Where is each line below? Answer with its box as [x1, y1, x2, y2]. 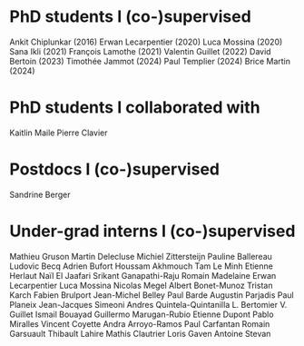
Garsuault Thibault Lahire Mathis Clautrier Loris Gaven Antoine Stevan [9, 328, 271, 339]
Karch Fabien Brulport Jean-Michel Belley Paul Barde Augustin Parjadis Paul [9, 289, 294, 301]
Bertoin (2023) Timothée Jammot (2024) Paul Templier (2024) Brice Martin [9, 55, 291, 66]
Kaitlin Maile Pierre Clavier [9, 127, 108, 138]
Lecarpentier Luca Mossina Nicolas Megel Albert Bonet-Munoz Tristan [9, 280, 273, 291]
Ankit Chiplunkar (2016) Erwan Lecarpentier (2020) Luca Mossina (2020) [9, 36, 283, 47]
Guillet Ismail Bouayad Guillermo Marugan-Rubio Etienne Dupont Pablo [9, 309, 274, 320]
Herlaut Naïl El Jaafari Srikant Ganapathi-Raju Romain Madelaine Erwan [9, 270, 277, 281]
